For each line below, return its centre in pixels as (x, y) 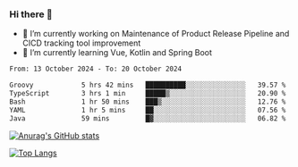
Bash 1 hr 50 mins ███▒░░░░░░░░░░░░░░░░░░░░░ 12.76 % (148, 102)
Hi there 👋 (31, 14)
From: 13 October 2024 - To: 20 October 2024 (95, 69)
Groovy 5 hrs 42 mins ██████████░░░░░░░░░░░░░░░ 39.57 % (148, 85)
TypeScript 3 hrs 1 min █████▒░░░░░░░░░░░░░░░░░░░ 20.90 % (148, 94)
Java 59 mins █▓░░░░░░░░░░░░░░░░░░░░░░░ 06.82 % (148, 118)
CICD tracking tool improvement (81, 43)
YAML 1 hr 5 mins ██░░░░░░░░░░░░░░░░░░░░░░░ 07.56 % (148, 110)
